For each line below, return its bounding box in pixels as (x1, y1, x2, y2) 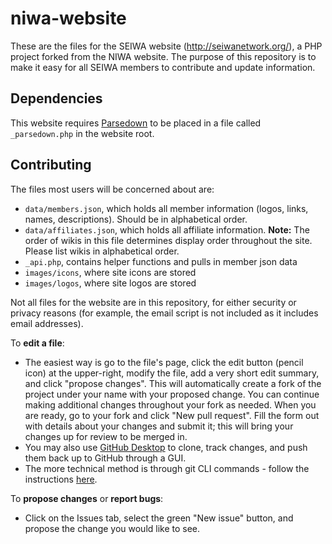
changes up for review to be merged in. (24, 430, 188, 442)
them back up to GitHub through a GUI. (24, 452, 187, 464)
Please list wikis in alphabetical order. (24, 245, 180, 257)
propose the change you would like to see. (24, 522, 201, 534)
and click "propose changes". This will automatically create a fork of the (24, 377, 322, 389)
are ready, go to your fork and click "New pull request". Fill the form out (24, 409, 320, 421)
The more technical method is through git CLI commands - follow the (24, 462, 310, 474)
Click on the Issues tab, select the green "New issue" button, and (24, 512, 294, 524)
